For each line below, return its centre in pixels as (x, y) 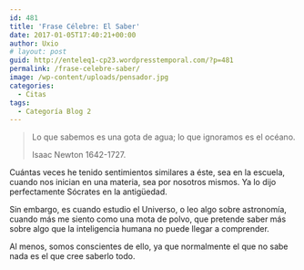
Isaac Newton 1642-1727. (79, 155)
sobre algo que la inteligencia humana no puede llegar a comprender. (140, 229)
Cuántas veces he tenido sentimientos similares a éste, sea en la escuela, (147, 172)
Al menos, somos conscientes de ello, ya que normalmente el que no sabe (149, 246)
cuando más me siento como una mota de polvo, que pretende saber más (148, 219)
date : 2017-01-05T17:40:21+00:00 (73, 35)
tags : (20, 103)
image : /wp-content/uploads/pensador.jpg (89, 78)
